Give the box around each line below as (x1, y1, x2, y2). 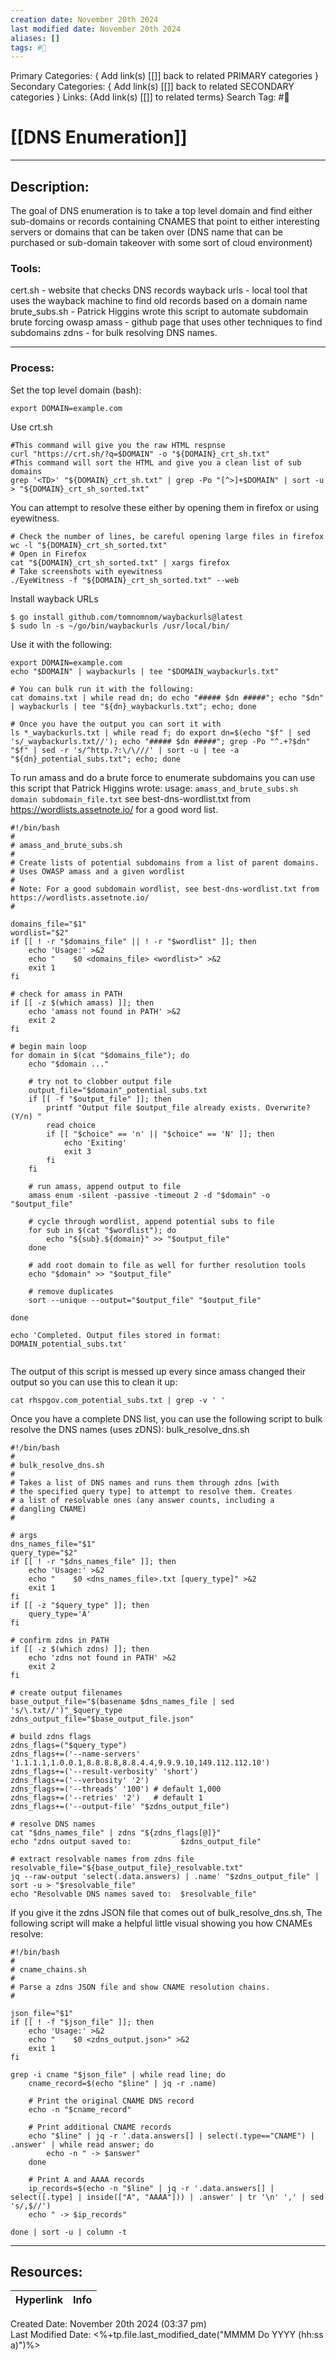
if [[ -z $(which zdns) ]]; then (10, 1644, 150, 1654)
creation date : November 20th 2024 (10, 14, 159, 25)
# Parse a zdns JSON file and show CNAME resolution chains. (10, 1982, 271, 1992)
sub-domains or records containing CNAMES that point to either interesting (10, 216, 320, 227)
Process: (10, 361, 55, 375)
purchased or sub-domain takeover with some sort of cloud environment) (10, 237, 313, 248)
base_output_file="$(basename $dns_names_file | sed (10, 1696, 235, 1706)
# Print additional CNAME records (28, 2122, 172, 2132)
